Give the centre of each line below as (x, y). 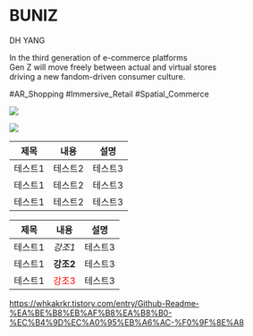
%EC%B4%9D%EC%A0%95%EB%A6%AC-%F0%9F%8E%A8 (126, 322)
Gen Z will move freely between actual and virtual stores (113, 67)
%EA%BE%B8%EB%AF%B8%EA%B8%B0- (91, 313)
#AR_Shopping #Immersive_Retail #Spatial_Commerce (110, 94)
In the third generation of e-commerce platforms (98, 57)
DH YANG (27, 40)
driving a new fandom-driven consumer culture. (97, 76)
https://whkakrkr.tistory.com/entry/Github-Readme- (104, 303)
